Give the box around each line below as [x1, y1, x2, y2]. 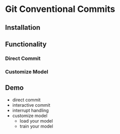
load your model [19, 118, 53, 124]
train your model [19, 123, 53, 129]
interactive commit [12, 102, 50, 108]
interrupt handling [12, 107, 49, 113]
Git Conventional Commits [5, 3, 115, 15]
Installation [5, 23, 40, 32]
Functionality [5, 40, 47, 48]
